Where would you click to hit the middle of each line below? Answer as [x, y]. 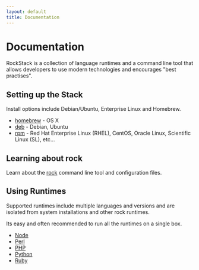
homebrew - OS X [37, 120]
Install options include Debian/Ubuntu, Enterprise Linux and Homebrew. [94, 109]
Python [23, 254]
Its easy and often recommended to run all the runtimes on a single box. [94, 224]
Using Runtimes [36, 191]
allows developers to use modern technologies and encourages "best [91, 70]
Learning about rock [45, 158]
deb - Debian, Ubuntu [41, 127]
